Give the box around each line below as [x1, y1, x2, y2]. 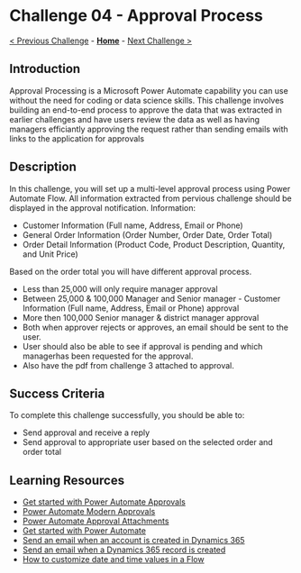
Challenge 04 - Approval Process [9, 5, 263, 26]
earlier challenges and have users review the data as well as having [9, 114, 260, 124]
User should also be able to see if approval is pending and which [22, 341, 263, 351]
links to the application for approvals [9, 132, 145, 144]
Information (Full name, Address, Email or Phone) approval [22, 303, 240, 314]
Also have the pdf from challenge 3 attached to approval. [22, 359, 234, 370]
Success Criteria [9, 386, 105, 401]
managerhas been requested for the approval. [22, 350, 194, 361]
